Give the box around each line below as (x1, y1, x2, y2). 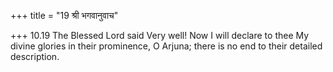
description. (10, 51, 60, 62)
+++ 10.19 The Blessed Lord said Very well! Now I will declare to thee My (10, 30, 310, 41)
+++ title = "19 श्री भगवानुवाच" (10, 10, 119, 21)
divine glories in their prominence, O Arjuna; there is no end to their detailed (10, 40, 323, 52)
